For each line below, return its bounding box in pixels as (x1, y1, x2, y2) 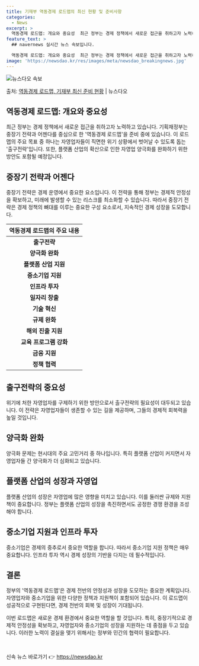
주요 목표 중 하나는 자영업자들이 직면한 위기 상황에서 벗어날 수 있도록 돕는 (17, 138, 187, 145)
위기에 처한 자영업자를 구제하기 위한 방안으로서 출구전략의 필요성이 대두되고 (6, 399, 181, 406)
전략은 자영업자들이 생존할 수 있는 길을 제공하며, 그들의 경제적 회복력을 (24, 406, 188, 414)
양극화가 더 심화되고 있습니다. (33, 457, 101, 464)
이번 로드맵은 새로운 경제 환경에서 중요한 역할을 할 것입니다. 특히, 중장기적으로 (6, 614, 187, 622)
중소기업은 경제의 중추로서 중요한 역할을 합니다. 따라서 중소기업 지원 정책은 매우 (6, 543, 190, 551)
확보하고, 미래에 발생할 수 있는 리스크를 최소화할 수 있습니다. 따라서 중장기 (12, 196, 183, 203)
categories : (6, 14, 36, 20)
